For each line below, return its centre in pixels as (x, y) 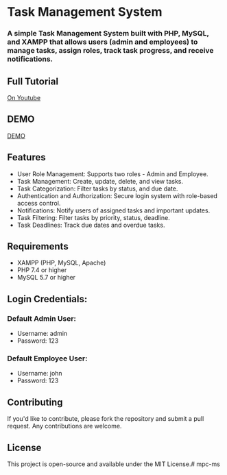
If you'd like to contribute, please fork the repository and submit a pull (106, 419)
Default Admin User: (42, 318)
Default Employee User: (47, 358)
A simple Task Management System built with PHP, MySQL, (108, 34)
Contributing (35, 402)
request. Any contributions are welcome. (64, 426)
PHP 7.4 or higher (42, 270)
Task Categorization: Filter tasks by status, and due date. (97, 188)
